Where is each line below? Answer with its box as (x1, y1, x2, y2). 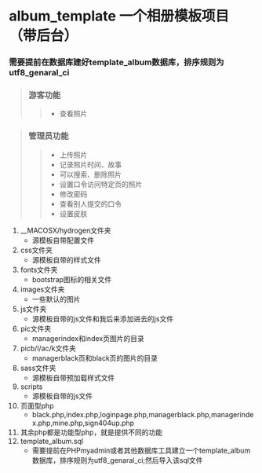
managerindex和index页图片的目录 (31, 333, 144, 343)
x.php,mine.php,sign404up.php (31, 418, 135, 427)
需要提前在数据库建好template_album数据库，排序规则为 (9, 57, 224, 68)
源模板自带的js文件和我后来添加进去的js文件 (31, 313, 174, 323)
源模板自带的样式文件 (31, 255, 101, 264)
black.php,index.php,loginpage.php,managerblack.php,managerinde (31, 409, 254, 419)
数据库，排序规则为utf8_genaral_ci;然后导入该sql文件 (31, 455, 203, 464)
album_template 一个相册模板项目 (9, 7, 230, 25)
